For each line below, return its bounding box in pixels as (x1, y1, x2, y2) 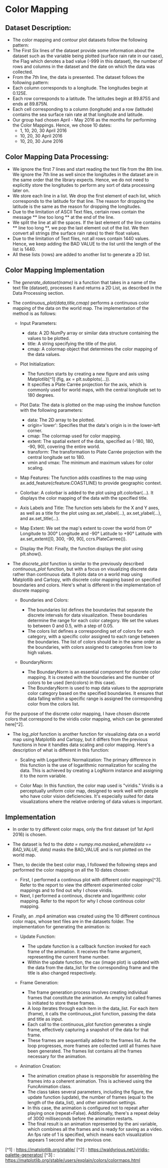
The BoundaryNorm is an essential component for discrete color (27, 669, 160, 675)
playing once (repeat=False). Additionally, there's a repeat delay (27, 1110, 160, 1116)
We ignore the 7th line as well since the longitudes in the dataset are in (12, 171, 159, 177)
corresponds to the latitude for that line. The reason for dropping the (12, 198, 154, 204)
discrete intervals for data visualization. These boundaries (27, 612, 147, 618)
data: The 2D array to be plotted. (27, 417, 95, 423)
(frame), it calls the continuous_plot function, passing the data (27, 1011, 156, 1017)
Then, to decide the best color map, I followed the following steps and (12, 862, 157, 868)
